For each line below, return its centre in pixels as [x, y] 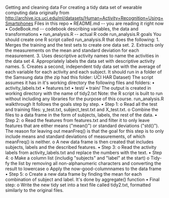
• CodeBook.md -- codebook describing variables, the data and [72, 29]
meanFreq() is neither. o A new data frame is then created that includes [79, 142]
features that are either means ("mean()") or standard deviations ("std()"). [82, 126]
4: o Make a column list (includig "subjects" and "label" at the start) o [77, 158]
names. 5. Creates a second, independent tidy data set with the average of [83, 66]
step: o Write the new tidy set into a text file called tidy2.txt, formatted [78, 185]
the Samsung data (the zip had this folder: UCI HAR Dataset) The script [79, 77]
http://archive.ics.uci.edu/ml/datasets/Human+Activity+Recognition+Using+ [84, 18]
